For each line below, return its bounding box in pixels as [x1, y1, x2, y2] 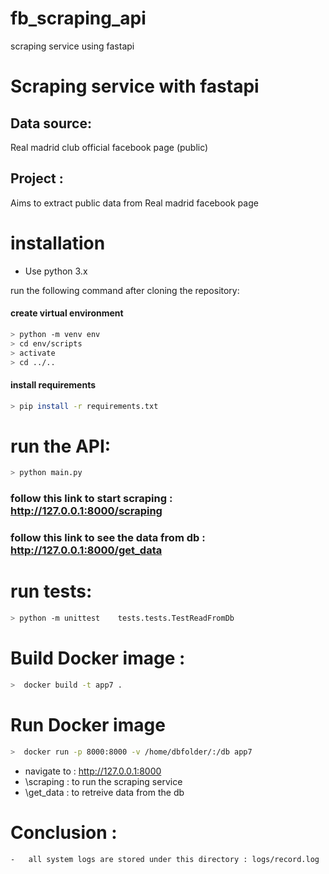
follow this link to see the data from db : [10, 531, 206, 545]
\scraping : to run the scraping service [24, 775, 183, 787]
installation [10, 232, 106, 254]
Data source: [10, 115, 92, 132]
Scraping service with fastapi [10, 75, 260, 98]
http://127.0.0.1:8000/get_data [10, 543, 163, 557]
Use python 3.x [24, 265, 88, 277]
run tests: [10, 580, 93, 603]
